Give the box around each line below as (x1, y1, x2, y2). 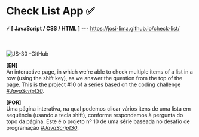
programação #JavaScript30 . (6, 124, 79, 131)
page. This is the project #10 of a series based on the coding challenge (6, 81, 181, 88)
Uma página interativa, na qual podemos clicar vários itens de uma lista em (6, 105, 191, 112)
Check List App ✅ (6, 4, 95, 18)
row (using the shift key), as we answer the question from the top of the (6, 74, 183, 81)
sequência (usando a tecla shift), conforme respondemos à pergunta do (6, 111, 183, 118)
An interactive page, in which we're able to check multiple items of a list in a (6, 68, 193, 75)
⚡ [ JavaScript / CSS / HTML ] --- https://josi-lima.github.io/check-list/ (6, 25, 180, 32)
